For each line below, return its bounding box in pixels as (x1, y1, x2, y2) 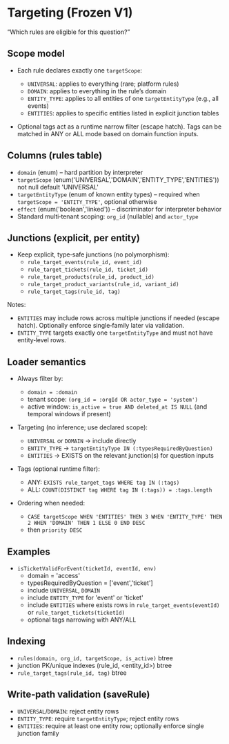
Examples (7, 546, 50, 557)
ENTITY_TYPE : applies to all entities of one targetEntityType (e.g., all (27, 94, 219, 102)
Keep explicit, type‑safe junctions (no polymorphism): (17, 250, 170, 259)
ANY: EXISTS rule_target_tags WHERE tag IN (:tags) (27, 478, 180, 487)
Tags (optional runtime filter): (17, 465, 100, 473)
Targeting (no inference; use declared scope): (17, 423, 148, 431)
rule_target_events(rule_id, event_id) (27, 259, 143, 266)
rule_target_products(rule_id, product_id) (27, 274, 155, 281)
